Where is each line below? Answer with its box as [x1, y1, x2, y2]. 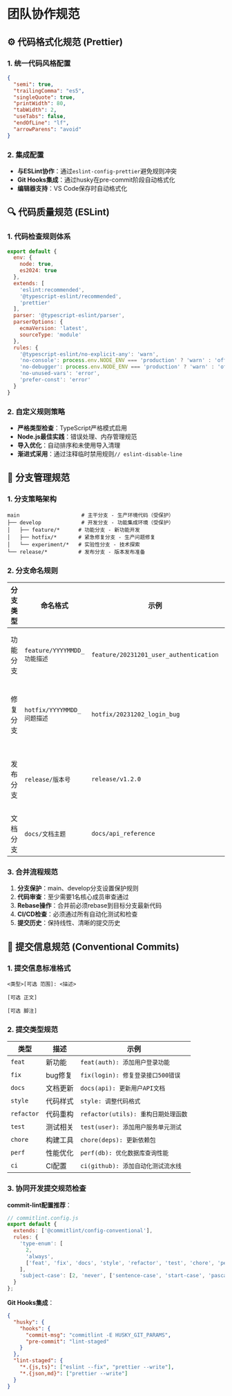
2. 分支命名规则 [7, 566, 59, 575]
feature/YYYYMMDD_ [24, 647, 85, 655]
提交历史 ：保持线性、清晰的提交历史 [17, 919, 121, 927]
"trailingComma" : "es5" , [13, 87, 85, 94]
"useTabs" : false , [13, 113, 67, 120]
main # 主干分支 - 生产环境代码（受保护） [7, 512, 174, 519]
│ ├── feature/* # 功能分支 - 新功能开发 [7, 526, 140, 533]
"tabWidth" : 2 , [13, 106, 57, 114]
